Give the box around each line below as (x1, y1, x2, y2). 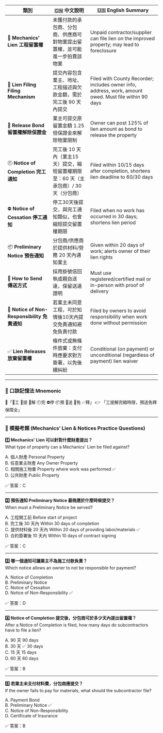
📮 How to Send (7, 275, 43, 281)
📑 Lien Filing (7, 81, 36, 88)
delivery (90, 288, 109, 295)
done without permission (90, 319, 147, 326)
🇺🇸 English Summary (97, 7, 149, 14)
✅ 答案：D (5, 600, 26, 606)
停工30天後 (52, 199, 79, 206)
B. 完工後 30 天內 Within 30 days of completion (5, 520, 99, 526)
